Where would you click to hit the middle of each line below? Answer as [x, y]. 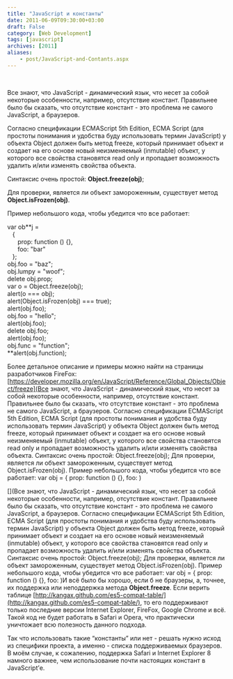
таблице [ [22, 595]
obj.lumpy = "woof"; [36, 271]
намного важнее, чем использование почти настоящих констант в [106, 660]
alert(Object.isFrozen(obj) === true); [59, 301]
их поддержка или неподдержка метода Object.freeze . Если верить [109, 588]
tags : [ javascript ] [35, 40]
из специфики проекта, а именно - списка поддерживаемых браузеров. [115, 646]
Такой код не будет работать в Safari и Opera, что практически [101, 617]
